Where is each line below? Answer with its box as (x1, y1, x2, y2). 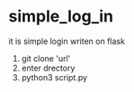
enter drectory (21, 63, 76, 73)
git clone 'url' (21, 53, 71, 63)
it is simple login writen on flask (8, 36, 125, 46)
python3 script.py (21, 71, 87, 82)
